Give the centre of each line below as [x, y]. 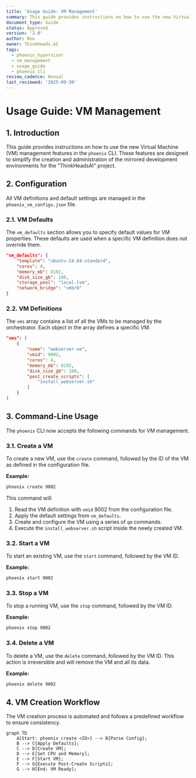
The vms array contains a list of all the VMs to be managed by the [84, 321]
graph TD [17, 733]
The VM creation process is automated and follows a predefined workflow [95, 716]
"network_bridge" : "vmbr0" [49, 288]
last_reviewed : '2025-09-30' [41, 83]
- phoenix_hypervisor [38, 55]
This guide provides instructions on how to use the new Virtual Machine [92, 147]
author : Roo [20, 39]
